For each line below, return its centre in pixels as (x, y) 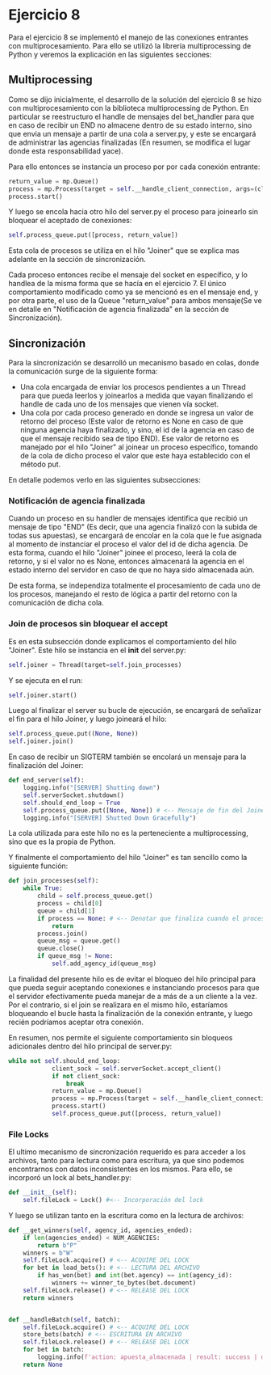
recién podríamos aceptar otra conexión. (76, 1022)
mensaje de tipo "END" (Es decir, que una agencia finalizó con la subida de (133, 527)
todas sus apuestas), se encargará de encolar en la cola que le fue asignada (135, 536)
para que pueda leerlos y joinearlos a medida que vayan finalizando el (136, 396)
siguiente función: (38, 866)
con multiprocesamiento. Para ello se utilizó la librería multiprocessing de (130, 45)
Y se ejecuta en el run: (46, 680)
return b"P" (58, 1245)
